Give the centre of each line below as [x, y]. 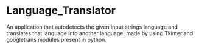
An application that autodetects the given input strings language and [92, 27]
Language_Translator [61, 10]
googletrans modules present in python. [56, 39]
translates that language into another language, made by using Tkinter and [100, 33]
